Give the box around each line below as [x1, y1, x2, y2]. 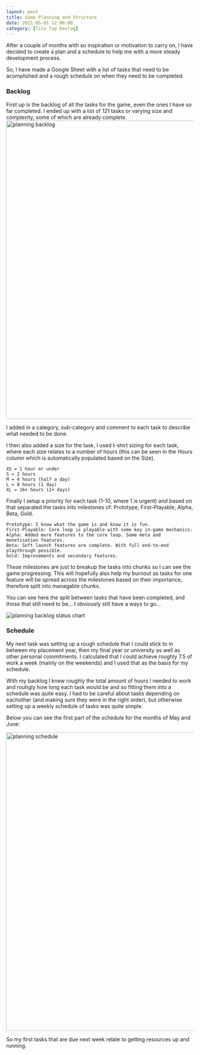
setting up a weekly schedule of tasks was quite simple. [6, 702, 143, 709]
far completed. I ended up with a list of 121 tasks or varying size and [6, 107, 173, 114]
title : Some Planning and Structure [6, 14, 97, 20]
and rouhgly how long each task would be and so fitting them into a [6, 683, 171, 690]
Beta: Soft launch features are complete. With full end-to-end [6, 542, 169, 548]
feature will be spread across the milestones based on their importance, [6, 576, 183, 583]
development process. [6, 54, 61, 61]
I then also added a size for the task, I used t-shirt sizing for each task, [6, 441, 179, 448]
